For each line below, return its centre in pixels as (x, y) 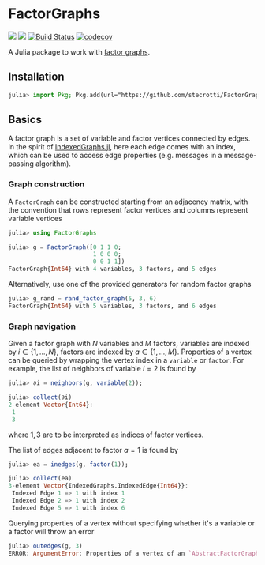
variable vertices (35, 218)
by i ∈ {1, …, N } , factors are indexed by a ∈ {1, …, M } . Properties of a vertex (130, 352)
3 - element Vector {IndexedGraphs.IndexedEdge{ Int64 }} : (99, 486)
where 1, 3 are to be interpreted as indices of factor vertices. (106, 435)
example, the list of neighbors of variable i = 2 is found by (102, 369)
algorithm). (53, 164)
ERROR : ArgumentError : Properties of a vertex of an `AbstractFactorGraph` (135, 553)
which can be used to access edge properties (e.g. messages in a (115, 156)
